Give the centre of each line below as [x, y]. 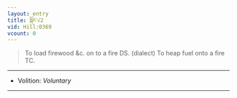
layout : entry [28, 14]
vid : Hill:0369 [30, 27]
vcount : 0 [22, 33]
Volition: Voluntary [44, 80]
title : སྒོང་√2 [25, 20]
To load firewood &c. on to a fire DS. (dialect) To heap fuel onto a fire [124, 53]
